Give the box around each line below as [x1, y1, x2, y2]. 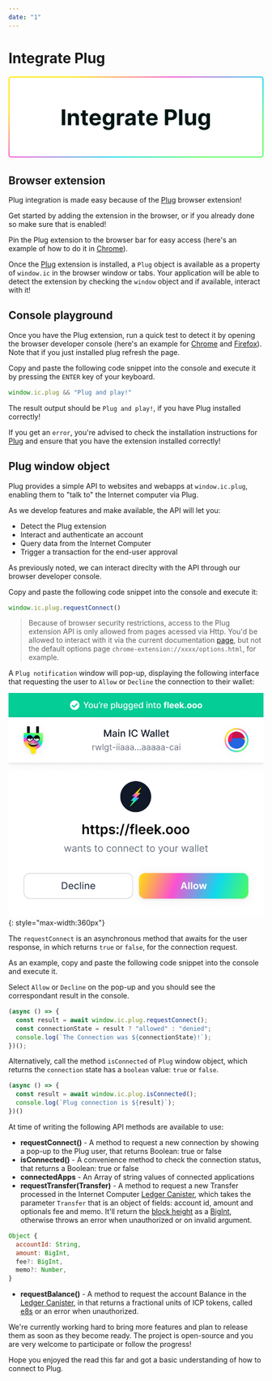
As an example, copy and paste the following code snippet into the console [8, 958, 259, 968]
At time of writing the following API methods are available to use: [8, 1122, 224, 1131]
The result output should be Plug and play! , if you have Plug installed [8, 403, 241, 413]
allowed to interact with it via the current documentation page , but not [28, 635, 261, 645]
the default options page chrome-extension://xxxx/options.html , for [28, 644, 257, 654]
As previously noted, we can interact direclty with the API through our [8, 562, 240, 572]
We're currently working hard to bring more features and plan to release [8, 1322, 249, 1332]
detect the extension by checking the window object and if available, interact [8, 276, 261, 287]
